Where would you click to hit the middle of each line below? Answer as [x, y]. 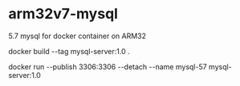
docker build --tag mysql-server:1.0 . [69, 51]
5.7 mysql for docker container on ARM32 [77, 36]
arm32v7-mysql [63, 14]
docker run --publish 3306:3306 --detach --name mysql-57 [108, 66]
